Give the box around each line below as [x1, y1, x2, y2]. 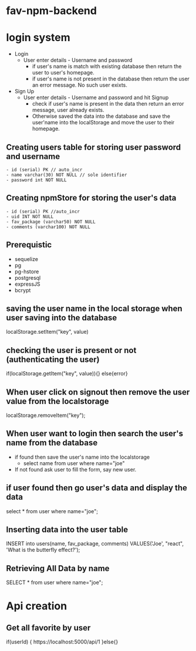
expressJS [14, 280, 40, 287]
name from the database [6, 438, 98, 448]
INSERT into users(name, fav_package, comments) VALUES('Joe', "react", [6, 540, 184, 547]
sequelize [14, 255, 38, 262]
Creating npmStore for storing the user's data [6, 193, 177, 203]
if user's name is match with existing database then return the [32, 63, 182, 70]
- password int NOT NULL [6, 177, 67, 183]
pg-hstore [14, 268, 39, 275]
